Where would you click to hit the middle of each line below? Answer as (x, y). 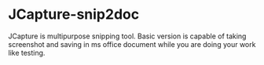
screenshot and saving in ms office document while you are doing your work (132, 44)
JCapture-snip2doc (74, 14)
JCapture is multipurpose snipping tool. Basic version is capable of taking (127, 36)
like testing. (27, 52)
